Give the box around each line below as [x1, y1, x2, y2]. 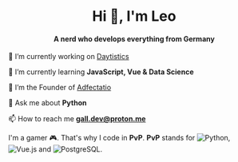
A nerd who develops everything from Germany [53, 34, 216, 43]
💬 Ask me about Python [8, 98, 87, 108]
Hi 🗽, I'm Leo [92, 7, 177, 26]
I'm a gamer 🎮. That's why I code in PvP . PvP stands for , [8, 133, 231, 143]
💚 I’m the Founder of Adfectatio [8, 83, 112, 93]
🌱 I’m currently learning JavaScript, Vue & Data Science [8, 67, 194, 77]
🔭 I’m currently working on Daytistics [8, 52, 129, 61]
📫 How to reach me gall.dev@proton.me [8, 114, 146, 124]
